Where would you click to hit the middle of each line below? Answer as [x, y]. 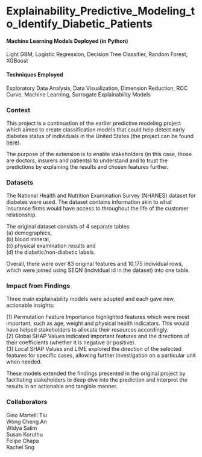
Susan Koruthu [25, 434]
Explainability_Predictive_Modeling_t [101, 11]
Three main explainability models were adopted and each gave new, [91, 299]
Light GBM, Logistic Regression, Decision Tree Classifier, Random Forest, [97, 54]
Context [18, 110]
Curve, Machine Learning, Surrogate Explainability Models [78, 94]
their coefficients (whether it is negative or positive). [71, 342]
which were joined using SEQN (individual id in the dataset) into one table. [98, 270]
